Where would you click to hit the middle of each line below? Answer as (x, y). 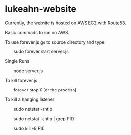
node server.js (28, 71)
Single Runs (17, 61)
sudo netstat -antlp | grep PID (44, 118)
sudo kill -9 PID (29, 128)
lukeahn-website (41, 9)
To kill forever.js (21, 80)
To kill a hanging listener (30, 99)
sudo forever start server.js (41, 51)
